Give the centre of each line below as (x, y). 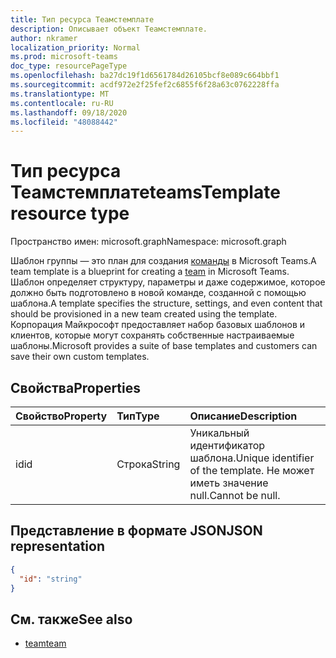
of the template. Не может (252, 470)
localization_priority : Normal (75, 47)
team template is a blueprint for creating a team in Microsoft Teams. (150, 272)
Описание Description (243, 416)
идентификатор (227, 445)
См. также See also (71, 619)
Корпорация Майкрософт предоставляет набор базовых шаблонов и (158, 325)
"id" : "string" (51, 579)
